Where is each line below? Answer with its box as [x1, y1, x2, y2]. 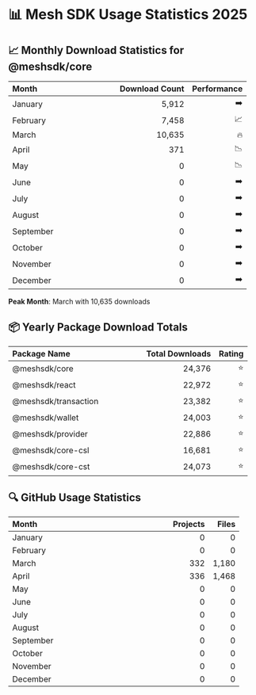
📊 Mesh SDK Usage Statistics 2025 [8, 6, 248, 24]
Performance [192, 83, 243, 94]
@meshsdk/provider [12, 429, 89, 440]
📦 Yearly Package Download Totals [8, 321, 189, 334]
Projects [173, 518, 205, 529]
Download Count [119, 83, 185, 94]
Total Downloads [146, 348, 212, 359]
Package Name [12, 348, 71, 359]
